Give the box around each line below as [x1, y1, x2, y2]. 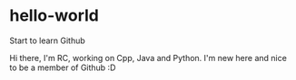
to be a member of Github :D [9, 62, 116, 73]
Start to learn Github [9, 35, 86, 46]
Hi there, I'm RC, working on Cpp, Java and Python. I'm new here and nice [9, 52, 288, 63]
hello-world [9, 5, 100, 26]
